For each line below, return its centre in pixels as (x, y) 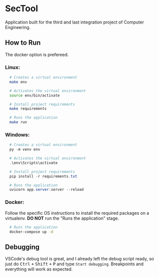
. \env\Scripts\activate (33, 163)
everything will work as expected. (39, 269)
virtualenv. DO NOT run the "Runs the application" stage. (62, 218)
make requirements (28, 109)
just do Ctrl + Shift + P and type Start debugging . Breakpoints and (74, 264)
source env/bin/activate (35, 95)
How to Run (23, 43)
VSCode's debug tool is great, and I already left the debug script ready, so (80, 259)
